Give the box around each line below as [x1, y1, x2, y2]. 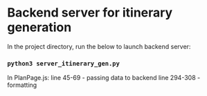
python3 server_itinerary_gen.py [7, 59, 120, 67]
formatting [7, 81, 37, 89]
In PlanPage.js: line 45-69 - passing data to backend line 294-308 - [7, 74, 201, 82]
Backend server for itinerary [7, 5, 173, 21]
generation [7, 19, 72, 35]
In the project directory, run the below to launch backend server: [7, 42, 191, 50]
